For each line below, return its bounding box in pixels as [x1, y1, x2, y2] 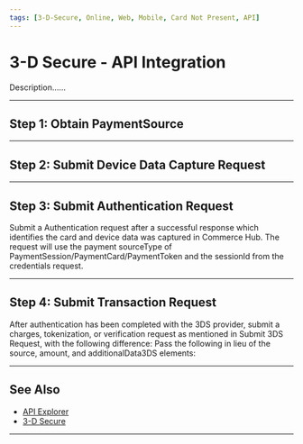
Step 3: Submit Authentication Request [9, 198, 234, 213]
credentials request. [9, 260, 84, 271]
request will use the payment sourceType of [9, 241, 173, 252]
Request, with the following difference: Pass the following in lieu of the [9, 338, 271, 349]
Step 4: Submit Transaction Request [9, 294, 217, 311]
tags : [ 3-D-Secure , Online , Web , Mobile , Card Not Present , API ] [9, 13, 261, 23]
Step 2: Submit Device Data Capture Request [9, 157, 266, 172]
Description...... [9, 82, 66, 93]
